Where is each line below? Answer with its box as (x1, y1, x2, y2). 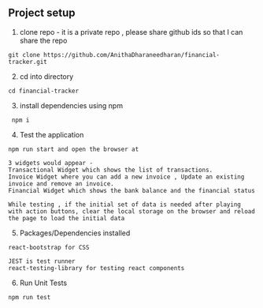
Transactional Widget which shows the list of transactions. (8, 166, 213, 174)
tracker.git (8, 58, 47, 66)
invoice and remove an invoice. (8, 179, 114, 188)
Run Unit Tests (19, 278, 68, 287)
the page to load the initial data (8, 214, 125, 222)
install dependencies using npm (19, 100, 124, 110)
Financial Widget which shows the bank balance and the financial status (8, 186, 256, 194)
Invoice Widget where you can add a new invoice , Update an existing (8, 173, 245, 181)
